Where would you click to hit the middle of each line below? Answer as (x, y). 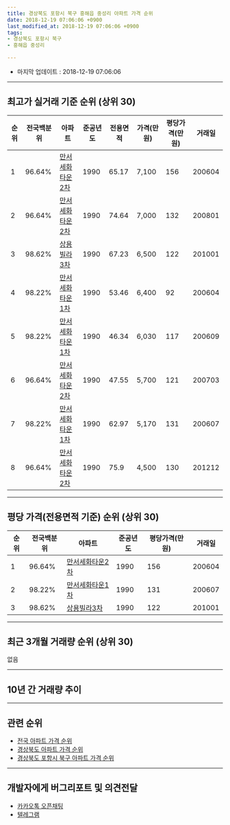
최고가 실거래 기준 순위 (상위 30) (72, 102)
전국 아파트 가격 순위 (44, 741)
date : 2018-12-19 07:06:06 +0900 (55, 20)
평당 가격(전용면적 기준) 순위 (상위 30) (83, 517)
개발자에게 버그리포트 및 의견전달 (73, 788)
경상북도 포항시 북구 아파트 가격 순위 (65, 758)
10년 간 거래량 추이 (44, 690)
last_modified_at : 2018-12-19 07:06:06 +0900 (73, 26)
